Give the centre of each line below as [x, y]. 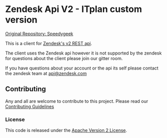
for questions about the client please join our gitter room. [64, 58]
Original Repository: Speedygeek [39, 33]
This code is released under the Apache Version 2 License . [66, 130]
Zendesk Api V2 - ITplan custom [74, 9]
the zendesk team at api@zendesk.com [46, 73]
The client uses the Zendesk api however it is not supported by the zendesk [83, 53]
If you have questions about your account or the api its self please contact [82, 68]
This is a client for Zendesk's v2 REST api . [49, 43]
